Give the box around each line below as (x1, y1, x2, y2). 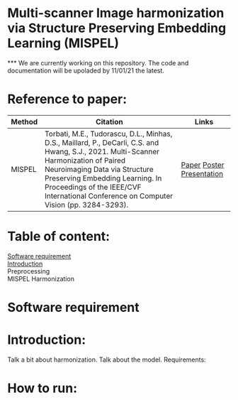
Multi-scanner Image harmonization (7, 5, 225, 21)
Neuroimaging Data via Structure (45, 164, 154, 174)
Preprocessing (7, 266, 50, 275)
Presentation (181, 168, 224, 178)
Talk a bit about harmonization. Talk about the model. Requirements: (7, 355, 207, 364)
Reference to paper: (7, 91, 127, 107)
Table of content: (7, 229, 110, 244)
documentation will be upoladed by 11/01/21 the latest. (7, 66, 165, 75)
